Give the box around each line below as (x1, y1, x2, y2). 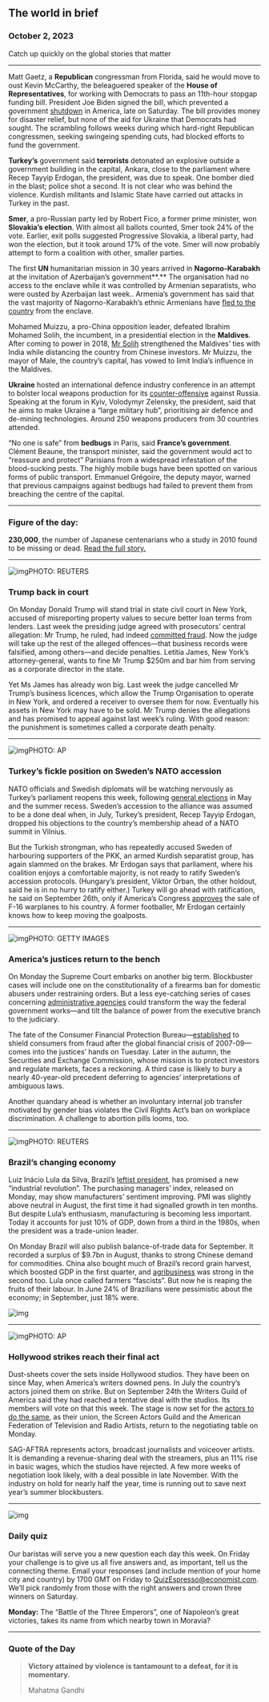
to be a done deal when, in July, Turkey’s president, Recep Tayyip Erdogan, (8, 810, 256, 819)
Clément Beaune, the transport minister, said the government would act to (8, 446, 252, 456)
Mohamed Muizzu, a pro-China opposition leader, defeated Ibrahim (8, 321, 231, 331)
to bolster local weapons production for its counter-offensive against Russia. (8, 388, 260, 398)
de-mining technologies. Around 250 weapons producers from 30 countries (8, 413, 259, 424)
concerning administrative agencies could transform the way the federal (8, 997, 247, 1006)
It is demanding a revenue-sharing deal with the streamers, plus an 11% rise (8, 1453, 258, 1463)
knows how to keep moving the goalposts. (8, 910, 148, 920)
